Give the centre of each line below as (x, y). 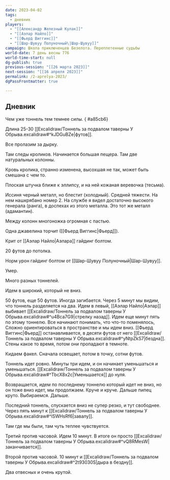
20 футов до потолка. (29, 251)
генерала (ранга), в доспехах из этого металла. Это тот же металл (78, 206)
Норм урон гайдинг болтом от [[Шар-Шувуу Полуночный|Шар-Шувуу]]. (83, 260)
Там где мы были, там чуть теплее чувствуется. (58, 426)
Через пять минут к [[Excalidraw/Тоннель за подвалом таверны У (76, 410)
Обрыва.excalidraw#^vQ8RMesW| (113, 441)
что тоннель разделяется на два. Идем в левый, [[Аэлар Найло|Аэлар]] (83, 306)
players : (15, 24)
